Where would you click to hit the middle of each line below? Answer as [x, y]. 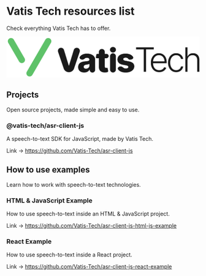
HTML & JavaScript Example [50, 200]
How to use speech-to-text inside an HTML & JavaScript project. [88, 214]
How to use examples [48, 170]
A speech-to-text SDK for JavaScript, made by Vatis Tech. [80, 138]
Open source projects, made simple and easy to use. [73, 110]
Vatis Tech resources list [71, 11]
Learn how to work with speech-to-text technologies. [74, 184]
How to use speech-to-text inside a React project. [70, 255]
